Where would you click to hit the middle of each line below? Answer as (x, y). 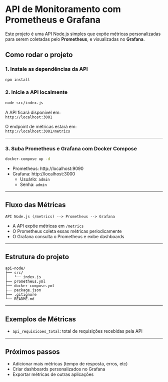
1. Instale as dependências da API (47, 69)
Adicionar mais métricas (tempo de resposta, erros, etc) (70, 364)
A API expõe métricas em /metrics (48, 226)
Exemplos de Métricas (41, 319)
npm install (17, 79)
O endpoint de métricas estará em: (41, 126)
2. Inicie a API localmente (36, 92)
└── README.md (20, 299)
